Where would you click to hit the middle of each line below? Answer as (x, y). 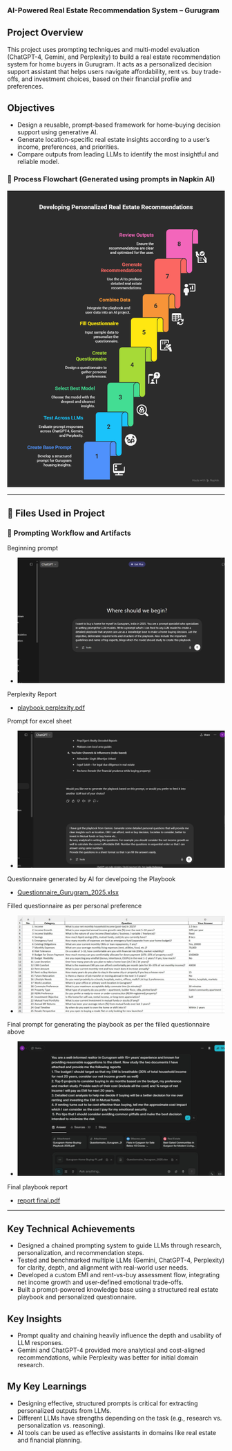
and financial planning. (49, 1440)
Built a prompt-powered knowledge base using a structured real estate (118, 1290)
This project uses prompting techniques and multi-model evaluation (104, 49)
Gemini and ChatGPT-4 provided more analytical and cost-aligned (111, 1350)
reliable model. (38, 161)
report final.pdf (39, 1200)
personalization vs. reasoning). (61, 1425)
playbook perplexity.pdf (51, 708)
